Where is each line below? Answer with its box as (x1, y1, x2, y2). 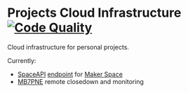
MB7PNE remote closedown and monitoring (17, 77, 144, 85)
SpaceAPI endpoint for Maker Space (17, 70, 123, 78)
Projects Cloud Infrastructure (7, 5, 182, 21)
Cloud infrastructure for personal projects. (7, 43, 130, 51)
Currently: (7, 56, 36, 64)
